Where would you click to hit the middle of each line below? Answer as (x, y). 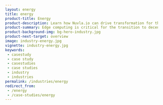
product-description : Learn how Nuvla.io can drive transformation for (79, 23)
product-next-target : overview (37, 37)
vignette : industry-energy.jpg (37, 45)
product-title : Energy (28, 18)
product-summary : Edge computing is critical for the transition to (76, 28)
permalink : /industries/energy (37, 81)
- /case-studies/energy (31, 95)
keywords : (15, 50)
